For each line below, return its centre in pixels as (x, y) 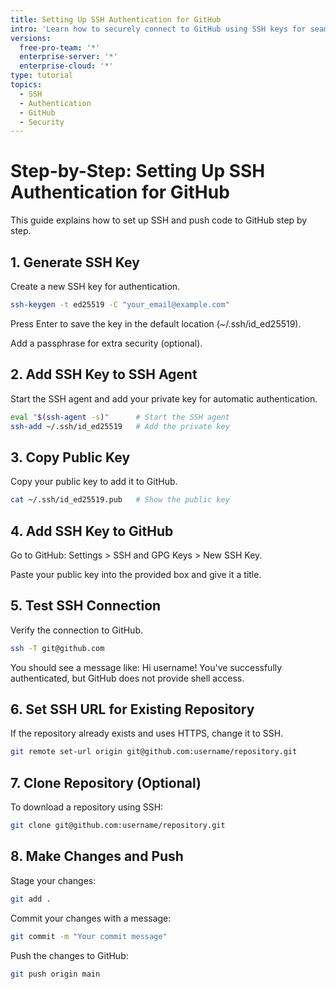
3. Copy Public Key (70, 457)
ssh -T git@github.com (57, 648)
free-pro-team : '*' (60, 47)
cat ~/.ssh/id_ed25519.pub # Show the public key (120, 500)
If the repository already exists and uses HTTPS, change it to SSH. (147, 733)
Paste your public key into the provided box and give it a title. (136, 574)
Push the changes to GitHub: (69, 955)
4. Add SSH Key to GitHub (92, 531)
